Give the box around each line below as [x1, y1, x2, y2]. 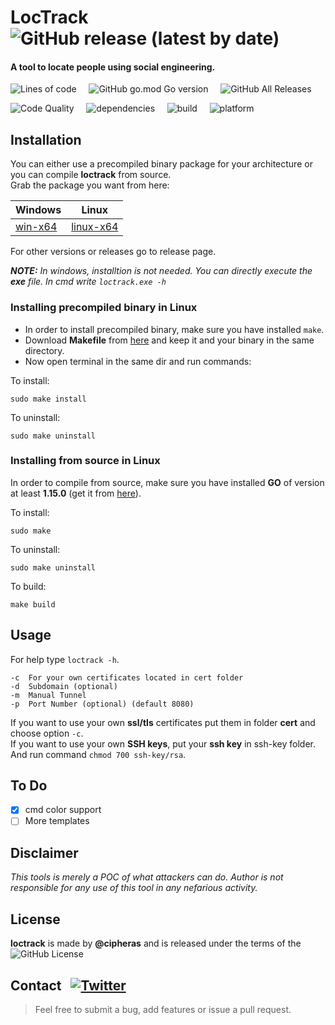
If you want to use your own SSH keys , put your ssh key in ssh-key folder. [10, 737, 317, 750]
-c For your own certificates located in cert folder [10, 672, 244, 683]
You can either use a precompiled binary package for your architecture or [10, 158, 313, 170]
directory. [24, 344, 65, 356]
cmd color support [24, 804, 102, 816]
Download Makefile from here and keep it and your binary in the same [24, 334, 315, 346]
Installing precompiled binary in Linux [10, 301, 198, 315]
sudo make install [10, 394, 87, 404]
